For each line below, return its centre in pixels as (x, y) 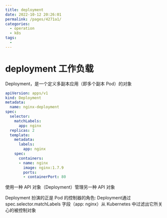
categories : (18, 24)
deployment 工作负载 (49, 69)
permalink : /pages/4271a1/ (33, 19)
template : (20, 135)
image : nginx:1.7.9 (44, 168)
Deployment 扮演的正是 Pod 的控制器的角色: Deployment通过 (68, 198)
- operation (22, 29)
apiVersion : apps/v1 (27, 93)
